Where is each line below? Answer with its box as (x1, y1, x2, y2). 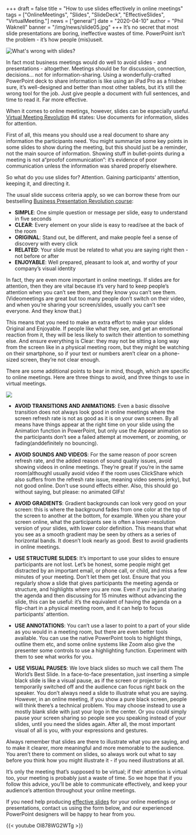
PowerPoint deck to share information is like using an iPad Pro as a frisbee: (6, 77, 187, 84)
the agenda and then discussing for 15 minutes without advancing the (14, 592, 183, 599)
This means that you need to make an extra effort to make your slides (6, 319, 174, 326)
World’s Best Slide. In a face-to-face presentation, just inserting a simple (14, 671, 190, 677)
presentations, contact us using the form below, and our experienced (6, 805, 173, 811)
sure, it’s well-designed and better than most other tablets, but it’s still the (6, 84, 183, 90)
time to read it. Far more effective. (6, 96, 88, 103)
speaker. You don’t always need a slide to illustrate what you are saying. (14, 690, 188, 696)
